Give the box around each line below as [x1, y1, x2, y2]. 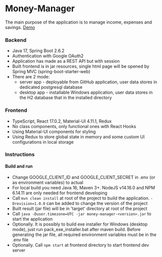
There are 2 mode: [12, 74, 50, 80]
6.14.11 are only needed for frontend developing [12, 190, 108, 196]
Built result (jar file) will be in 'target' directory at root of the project [12, 206, 148, 211]
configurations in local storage [12, 139, 74, 145]
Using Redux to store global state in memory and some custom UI [12, 133, 145, 140]
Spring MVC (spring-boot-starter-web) [12, 69, 91, 75]
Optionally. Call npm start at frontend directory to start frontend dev [12, 242, 149, 248]
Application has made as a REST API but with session [12, 58, 120, 64]
